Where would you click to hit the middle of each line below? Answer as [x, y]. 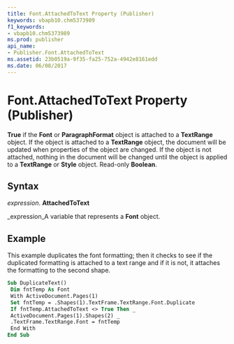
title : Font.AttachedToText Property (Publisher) [81, 14]
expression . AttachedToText [48, 203]
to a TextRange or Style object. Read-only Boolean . [82, 164]
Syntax [23, 186]
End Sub [19, 335]
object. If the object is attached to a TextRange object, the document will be [117, 142]
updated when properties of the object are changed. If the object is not [109, 149]
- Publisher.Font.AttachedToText [56, 53]
